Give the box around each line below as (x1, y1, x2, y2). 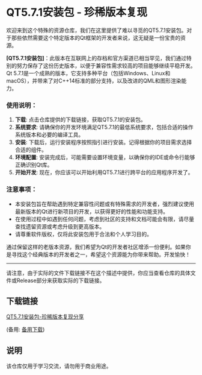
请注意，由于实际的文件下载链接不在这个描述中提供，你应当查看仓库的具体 (6, 269, 191, 276)
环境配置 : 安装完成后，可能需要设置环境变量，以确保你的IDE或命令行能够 (14, 154, 195, 161)
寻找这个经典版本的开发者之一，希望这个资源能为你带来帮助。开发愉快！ (11, 251, 191, 258)
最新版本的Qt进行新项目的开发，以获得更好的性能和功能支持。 (14, 207, 169, 215)
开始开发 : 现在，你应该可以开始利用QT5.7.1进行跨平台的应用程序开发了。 (14, 169, 194, 176)
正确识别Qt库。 (14, 161, 53, 169)
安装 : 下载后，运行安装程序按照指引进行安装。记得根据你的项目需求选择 (14, 139, 192, 146)
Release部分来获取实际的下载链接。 (16, 277, 105, 284)
